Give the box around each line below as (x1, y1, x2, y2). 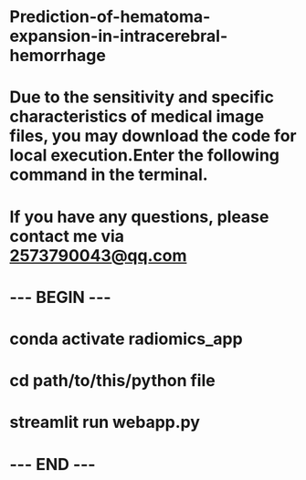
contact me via (9, 225, 125, 246)
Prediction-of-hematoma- (9, 6, 211, 27)
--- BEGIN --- (9, 287, 111, 308)
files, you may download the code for (9, 126, 297, 147)
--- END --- (9, 454, 96, 475)
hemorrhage (9, 46, 107, 66)
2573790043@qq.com (9, 245, 187, 266)
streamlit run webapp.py (9, 412, 201, 433)
